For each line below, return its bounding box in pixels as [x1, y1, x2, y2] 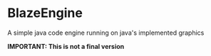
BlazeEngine [7, 5, 83, 21]
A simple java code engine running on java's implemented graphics [7, 28, 205, 37]
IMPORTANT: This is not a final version [7, 42, 125, 50]
